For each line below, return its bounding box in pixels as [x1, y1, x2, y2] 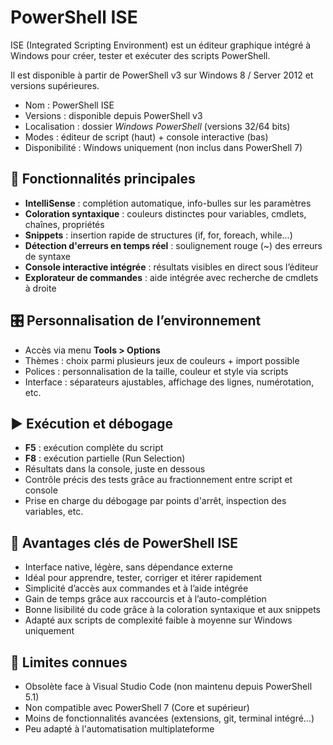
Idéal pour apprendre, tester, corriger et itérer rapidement [24, 572, 263, 584]
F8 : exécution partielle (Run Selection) [24, 452, 186, 465]
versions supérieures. [10, 79, 100, 91]
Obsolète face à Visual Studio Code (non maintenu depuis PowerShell [24, 681, 313, 692]
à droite [24, 282, 57, 294]
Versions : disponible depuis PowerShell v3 [24, 109, 203, 121]
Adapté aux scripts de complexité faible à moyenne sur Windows [24, 614, 293, 626]
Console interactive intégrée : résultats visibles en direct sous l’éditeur [24, 261, 319, 273]
